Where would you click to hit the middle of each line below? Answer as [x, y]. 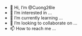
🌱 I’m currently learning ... [36, 18]
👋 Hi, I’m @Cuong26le [33, 8]
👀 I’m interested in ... [31, 13]
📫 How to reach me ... [33, 28]
